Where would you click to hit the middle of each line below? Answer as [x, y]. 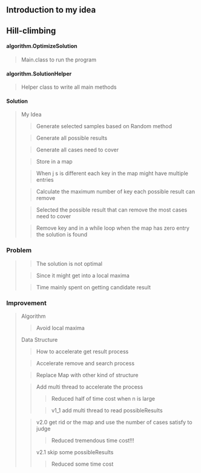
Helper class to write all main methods [69, 87]
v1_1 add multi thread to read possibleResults [107, 410]
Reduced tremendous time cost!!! [93, 440]
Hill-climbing [31, 31]
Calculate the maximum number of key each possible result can [116, 192]
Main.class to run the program [59, 60]
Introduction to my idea [51, 10]
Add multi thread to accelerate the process [90, 387]
